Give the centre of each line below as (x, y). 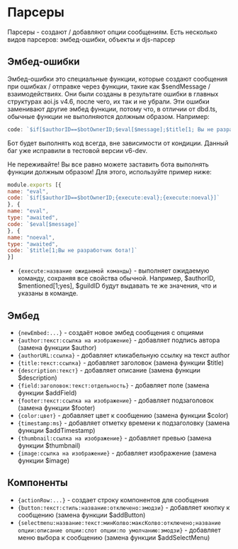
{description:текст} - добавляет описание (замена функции (109, 370)
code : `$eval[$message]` (44, 224)
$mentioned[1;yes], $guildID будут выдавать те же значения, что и (117, 286)
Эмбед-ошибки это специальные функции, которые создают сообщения (118, 79)
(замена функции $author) (57, 347)
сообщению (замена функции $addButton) (81, 515)
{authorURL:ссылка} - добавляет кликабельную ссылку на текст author (124, 355)
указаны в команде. (48, 293)
